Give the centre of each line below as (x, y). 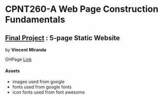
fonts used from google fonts (42, 87)
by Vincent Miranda (26, 50)
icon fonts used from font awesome (48, 92)
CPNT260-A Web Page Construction (82, 9)
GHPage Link (19, 59)
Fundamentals (35, 20)
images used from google (39, 82)
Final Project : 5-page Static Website (62, 38)
